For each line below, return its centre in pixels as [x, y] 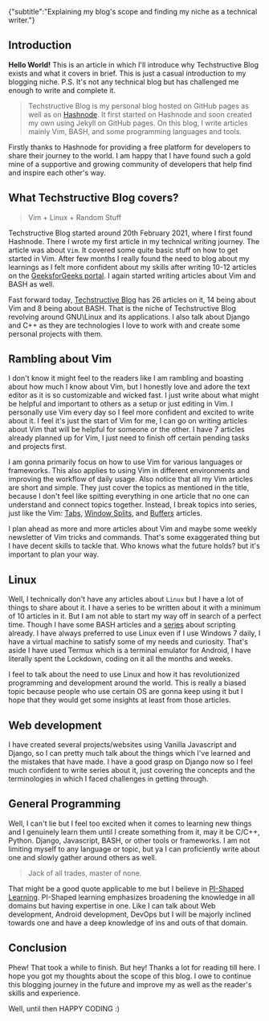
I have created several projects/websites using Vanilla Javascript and [122, 745]
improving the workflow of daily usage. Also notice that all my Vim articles [130, 479]
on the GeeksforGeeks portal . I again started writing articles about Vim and [132, 276]
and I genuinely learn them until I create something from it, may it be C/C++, [134, 831]
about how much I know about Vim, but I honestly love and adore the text [129, 387]
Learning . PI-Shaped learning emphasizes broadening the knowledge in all [132, 897]
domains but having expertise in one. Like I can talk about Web [112, 905]
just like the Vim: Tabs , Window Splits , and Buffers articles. [106, 513]
